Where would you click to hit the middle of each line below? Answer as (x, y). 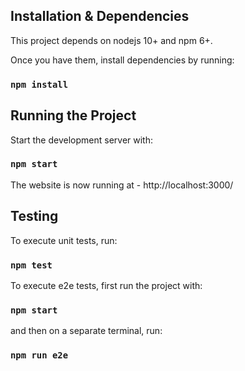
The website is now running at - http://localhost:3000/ (122, 185)
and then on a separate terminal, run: (86, 331)
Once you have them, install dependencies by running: (122, 60)
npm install (39, 84)
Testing (34, 216)
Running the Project (73, 115)
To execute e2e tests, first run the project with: (106, 285)
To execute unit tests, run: (64, 240)
